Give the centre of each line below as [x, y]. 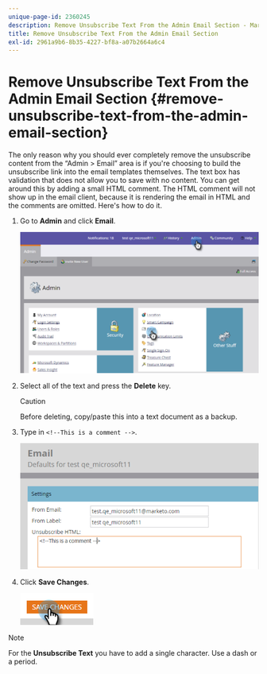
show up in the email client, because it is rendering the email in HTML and [129, 197]
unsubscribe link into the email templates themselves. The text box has [124, 172]
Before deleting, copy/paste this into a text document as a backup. [128, 416]
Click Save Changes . [54, 582]
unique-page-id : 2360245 [49, 17]
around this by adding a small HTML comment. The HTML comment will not [132, 189]
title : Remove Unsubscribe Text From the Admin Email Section [113, 33]
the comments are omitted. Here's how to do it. [85, 206]
